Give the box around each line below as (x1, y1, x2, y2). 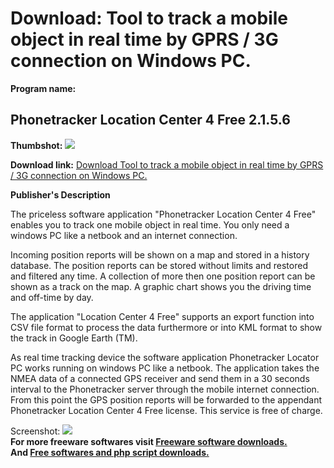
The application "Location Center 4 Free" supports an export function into (10, 310, 315, 322)
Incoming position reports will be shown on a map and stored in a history (10, 248, 310, 261)
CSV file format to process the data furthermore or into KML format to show (10, 321, 323, 333)
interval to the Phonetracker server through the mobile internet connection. (10, 383, 320, 395)
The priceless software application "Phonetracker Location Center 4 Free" (10, 208, 317, 220)
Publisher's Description (10, 188, 111, 201)
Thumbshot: (10, 139, 63, 151)
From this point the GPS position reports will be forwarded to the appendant (10, 393, 323, 406)
